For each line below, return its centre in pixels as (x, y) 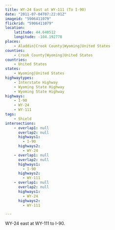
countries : (16, 60)
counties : (15, 50)
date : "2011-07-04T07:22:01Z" (36, 14)
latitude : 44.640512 (35, 32)
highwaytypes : (20, 78)
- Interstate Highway (36, 82)
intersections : (21, 123)
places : (13, 42)
